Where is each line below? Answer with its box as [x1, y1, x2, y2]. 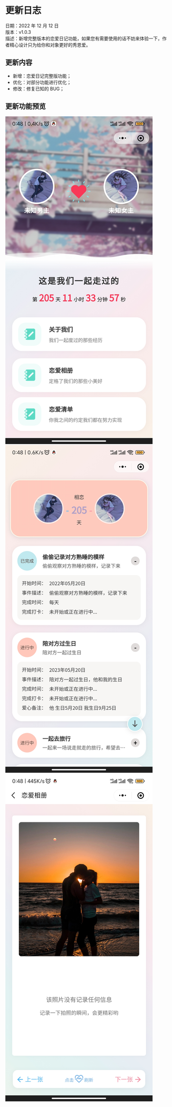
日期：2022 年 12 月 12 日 [5, 23, 59, 29]
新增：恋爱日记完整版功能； [12, 73, 72, 79]
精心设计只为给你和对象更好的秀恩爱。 [9, 41, 91, 48]
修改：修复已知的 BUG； [12, 86, 64, 92]
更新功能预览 [5, 102, 46, 111]
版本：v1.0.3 [5, 29, 32, 35]
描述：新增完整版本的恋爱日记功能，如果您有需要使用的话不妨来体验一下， [5, 35, 162, 41]
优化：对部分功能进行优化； [12, 79, 72, 85]
